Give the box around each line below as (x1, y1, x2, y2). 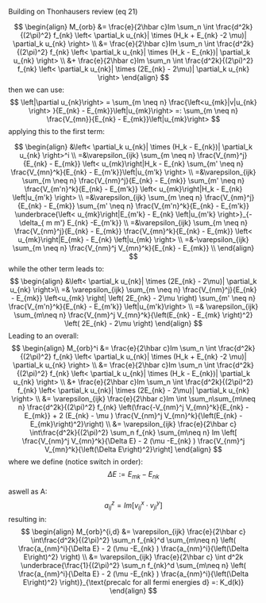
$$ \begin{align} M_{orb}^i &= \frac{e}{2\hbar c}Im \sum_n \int (11, 344, 217, 352)
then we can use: (8, 85, 65, 94)
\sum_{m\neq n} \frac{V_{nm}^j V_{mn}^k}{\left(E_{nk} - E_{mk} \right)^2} (13, 310, 253, 320)
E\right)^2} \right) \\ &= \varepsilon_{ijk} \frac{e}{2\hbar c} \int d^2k (23, 552, 244, 562)
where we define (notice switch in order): (8, 457, 143, 467)
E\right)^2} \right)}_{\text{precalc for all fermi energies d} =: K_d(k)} (22, 578, 245, 587)
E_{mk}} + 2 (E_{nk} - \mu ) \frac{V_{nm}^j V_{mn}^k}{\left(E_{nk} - (24, 411, 243, 420)
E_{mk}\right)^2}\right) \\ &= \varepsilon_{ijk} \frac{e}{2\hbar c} (30, 420, 237, 428)
